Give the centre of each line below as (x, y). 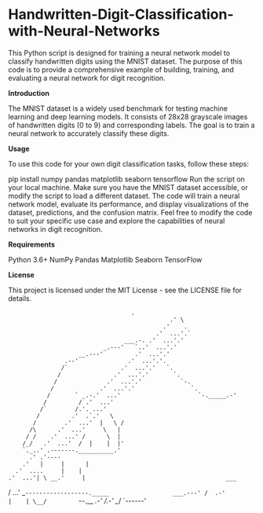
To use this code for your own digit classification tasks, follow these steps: (129, 163)
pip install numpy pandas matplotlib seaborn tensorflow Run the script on (127, 179)
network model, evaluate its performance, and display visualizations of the (128, 204)
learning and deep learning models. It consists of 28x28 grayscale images (128, 116)
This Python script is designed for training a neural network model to (119, 53)
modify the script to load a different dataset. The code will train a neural (124, 196)
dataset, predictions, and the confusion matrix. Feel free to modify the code (130, 212)
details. (20, 298)
